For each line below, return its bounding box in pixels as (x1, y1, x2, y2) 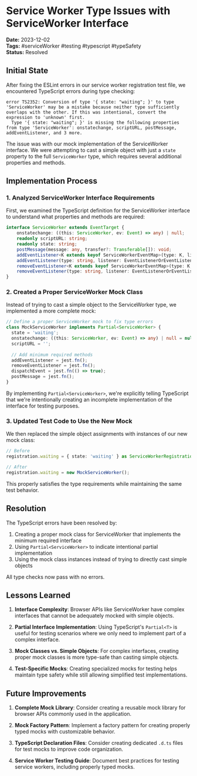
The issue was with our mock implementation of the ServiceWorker (6, 140, 168, 147)
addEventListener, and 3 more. (6, 130, 83, 136)
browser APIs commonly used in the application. (14, 711, 132, 718)
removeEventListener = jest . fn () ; (11, 363, 96, 369)
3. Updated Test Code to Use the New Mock (6, 417, 133, 425)
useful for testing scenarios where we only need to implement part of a (14, 630, 186, 637)
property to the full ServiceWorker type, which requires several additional (6, 152, 182, 160)
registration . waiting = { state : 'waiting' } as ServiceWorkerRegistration (6, 453, 195, 460)
